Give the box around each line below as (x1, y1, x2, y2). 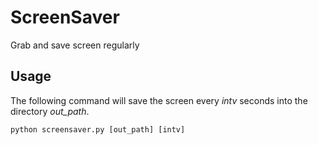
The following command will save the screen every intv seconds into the (10, 94, 308, 106)
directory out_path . (10, 105, 90, 117)
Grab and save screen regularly (10, 39, 140, 51)
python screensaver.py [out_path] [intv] (10, 124, 186, 135)
